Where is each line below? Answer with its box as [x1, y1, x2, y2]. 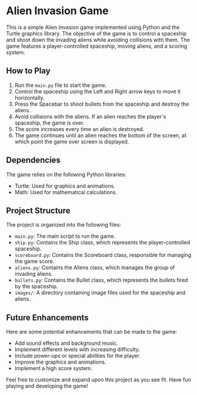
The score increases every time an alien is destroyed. [14, 125, 145, 132]
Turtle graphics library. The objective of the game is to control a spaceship [6, 30, 187, 37]
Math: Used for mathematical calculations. [14, 188, 118, 195]
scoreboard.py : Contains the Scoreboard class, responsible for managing [14, 252, 192, 259]
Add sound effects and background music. [14, 339, 118, 347]
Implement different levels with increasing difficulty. [14, 346, 140, 353]
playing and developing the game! [6, 383, 88, 390]
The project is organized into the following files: [6, 221, 122, 228]
